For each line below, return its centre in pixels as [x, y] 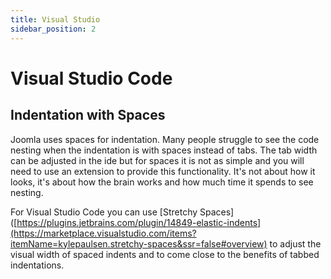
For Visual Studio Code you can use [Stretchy [104, 212]
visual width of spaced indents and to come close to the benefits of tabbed [165, 254]
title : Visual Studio [55, 19]
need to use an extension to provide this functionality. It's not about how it [163, 171]
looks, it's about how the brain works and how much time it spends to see [162, 182]
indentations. [37, 265]
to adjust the [295, 243]
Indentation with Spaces [88, 115]
